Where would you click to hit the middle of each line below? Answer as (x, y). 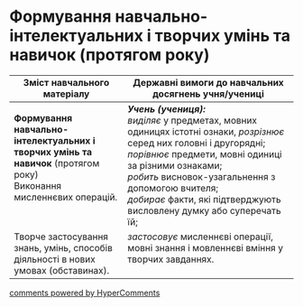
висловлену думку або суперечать (204, 210)
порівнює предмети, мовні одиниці (205, 153)
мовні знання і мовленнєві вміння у (206, 247)
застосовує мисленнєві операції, (200, 237)
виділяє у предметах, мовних (192, 120)
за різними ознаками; (175, 165)
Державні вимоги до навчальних (208, 82)
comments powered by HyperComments (85, 293)
